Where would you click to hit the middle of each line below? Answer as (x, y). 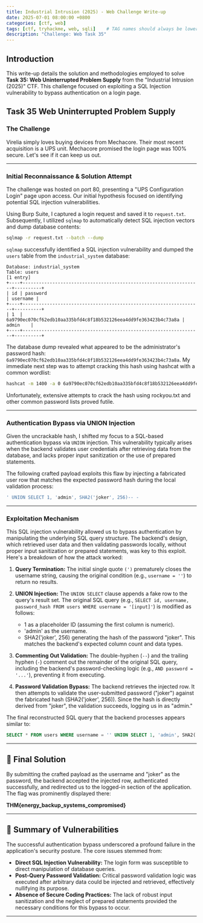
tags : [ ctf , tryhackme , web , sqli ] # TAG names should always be (94, 29)
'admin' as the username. (56, 631)
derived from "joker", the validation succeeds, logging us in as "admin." (104, 706)
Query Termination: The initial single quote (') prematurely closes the (103, 569)
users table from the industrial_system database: (68, 256)
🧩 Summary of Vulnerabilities (63, 830)
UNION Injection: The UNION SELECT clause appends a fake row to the (101, 594)
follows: (25, 613)
